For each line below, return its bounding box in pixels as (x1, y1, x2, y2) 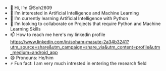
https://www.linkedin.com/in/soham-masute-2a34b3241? (10, 39, 130, 44)
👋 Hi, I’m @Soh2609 (10, 5, 52, 10)
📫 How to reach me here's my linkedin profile (10, 31, 106, 37)
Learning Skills (10, 26, 41, 32)
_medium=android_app (10, 49, 58, 55)
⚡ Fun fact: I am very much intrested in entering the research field (10, 60, 147, 66)
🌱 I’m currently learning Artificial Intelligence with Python (10, 15, 129, 21)
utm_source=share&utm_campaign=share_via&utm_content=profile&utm (10, 44, 160, 50)
